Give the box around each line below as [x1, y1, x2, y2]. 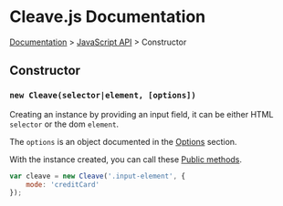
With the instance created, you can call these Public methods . [9, 153, 243, 165]
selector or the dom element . [9, 118, 120, 129]
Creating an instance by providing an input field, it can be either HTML [9, 108, 274, 119]
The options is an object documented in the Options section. [9, 136, 237, 147]
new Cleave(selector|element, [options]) [9, 90, 196, 101]
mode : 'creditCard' [26, 180, 100, 189]
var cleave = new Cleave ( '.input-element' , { [9, 171, 185, 180]
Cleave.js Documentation [9, 6, 206, 27]
